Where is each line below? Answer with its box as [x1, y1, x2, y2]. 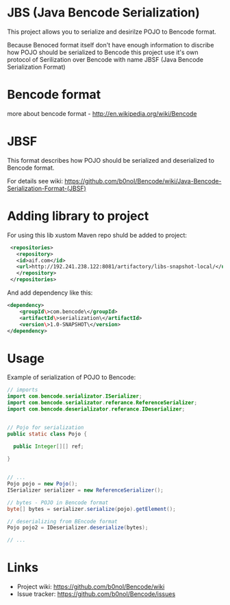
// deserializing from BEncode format [7, 518, 118, 525]
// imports [7, 387, 38, 393]
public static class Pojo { [7, 431, 88, 437]
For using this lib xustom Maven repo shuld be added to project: [7, 231, 187, 239]
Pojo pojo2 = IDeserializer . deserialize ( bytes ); [7, 524, 149, 532]
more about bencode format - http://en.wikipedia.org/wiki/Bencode [7, 109, 197, 117]
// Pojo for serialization [7, 424, 84, 431]
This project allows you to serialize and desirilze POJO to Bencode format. [7, 27, 217, 36]
